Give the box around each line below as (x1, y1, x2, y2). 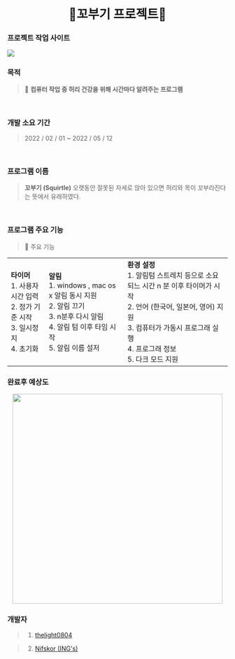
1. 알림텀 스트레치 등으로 (127, 270, 204, 280)
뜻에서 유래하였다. (31, 192, 81, 201)
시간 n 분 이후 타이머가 (142, 281, 212, 290)
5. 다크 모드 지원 (127, 354, 178, 364)
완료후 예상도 (7, 377, 49, 387)
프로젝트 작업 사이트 (7, 33, 71, 43)
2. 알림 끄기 (48, 301, 85, 311)
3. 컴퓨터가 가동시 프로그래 (127, 323, 211, 332)
